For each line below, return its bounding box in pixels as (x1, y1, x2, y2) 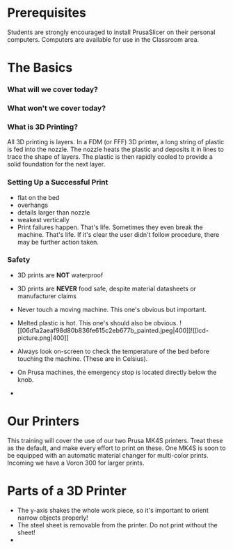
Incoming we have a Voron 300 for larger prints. (7, 458, 145, 467)
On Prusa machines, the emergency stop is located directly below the (17, 368, 217, 376)
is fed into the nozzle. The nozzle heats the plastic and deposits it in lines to (7, 145, 224, 154)
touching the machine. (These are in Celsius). (17, 354, 148, 363)
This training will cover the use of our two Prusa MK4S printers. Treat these (7, 436, 223, 444)
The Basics (7, 60, 73, 76)
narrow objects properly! (17, 513, 88, 522)
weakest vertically (17, 215, 70, 224)
